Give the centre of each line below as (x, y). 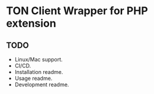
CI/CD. (23, 66)
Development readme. (42, 85)
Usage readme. (33, 78)
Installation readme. (39, 72)
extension (31, 23)
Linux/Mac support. (39, 59)
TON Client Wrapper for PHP (77, 11)
